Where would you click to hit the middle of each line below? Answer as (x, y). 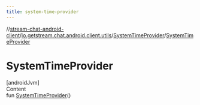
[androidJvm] (23, 82)
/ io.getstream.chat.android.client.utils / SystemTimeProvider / (93, 35)
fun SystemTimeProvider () (39, 95)
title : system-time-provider (43, 12)
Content (16, 89)
